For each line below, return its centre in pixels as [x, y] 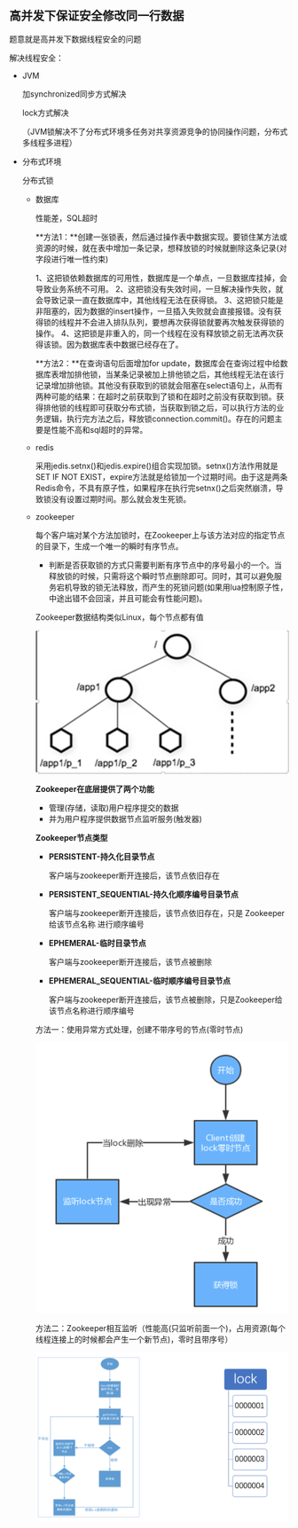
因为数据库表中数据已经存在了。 [125, 344]
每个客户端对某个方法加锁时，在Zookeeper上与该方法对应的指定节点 [160, 535]
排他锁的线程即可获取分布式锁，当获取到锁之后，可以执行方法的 [160, 407]
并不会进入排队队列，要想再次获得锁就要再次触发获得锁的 [179, 322]
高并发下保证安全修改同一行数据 [97, 16]
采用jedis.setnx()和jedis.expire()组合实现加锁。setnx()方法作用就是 [157, 466]
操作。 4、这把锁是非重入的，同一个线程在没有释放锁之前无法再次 [156, 333]
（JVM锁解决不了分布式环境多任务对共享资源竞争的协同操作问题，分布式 [155, 131]
